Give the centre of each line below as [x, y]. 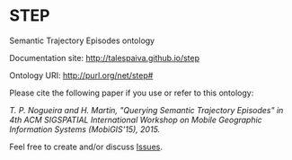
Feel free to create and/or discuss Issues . [86, 147]
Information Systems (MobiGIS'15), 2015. [85, 129]
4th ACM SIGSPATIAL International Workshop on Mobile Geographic [136, 120]
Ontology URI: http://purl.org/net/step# [81, 75]
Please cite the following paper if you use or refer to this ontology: [132, 93]
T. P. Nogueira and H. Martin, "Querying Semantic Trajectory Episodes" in [146, 110]
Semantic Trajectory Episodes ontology [82, 40]
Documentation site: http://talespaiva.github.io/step [105, 58]
